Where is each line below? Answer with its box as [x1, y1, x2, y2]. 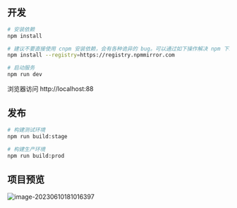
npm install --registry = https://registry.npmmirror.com [7, 51, 175, 59]
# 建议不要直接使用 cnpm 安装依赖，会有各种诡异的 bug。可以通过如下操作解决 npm [7, 45, 221, 52]
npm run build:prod [7, 152, 65, 159]
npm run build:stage [7, 133, 68, 140]
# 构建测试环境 [7, 126, 46, 133]
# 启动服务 [7, 64, 35, 72]
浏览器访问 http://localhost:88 [7, 85, 94, 93]
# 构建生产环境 [7, 145, 46, 153]
